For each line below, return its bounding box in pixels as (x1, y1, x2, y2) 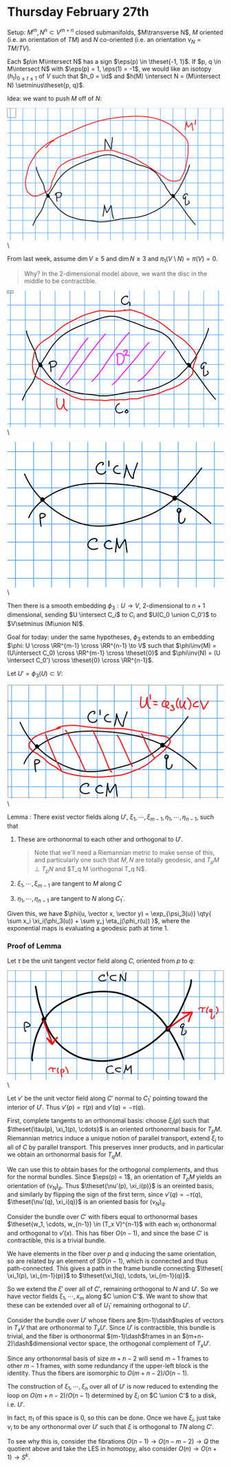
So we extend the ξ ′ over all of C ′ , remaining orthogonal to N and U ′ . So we (7, 1284, 219, 1292)
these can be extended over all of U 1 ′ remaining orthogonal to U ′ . (7, 1301, 190, 1311)
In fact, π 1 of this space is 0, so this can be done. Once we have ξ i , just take (7, 1413, 221, 1423)
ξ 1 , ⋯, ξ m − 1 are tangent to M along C (16, 880, 122, 890)
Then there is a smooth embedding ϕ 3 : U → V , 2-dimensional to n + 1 (7, 602, 206, 612)
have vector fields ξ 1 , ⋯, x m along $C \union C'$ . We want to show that (7, 1292, 208, 1302)
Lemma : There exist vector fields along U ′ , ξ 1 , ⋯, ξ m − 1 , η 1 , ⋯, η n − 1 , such (7, 813, 214, 822)
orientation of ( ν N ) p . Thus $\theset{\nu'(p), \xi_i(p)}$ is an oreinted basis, (7, 1181, 214, 1191)
